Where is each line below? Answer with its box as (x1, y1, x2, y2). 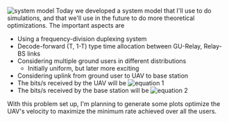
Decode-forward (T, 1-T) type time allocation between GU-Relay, (17, 42, 203, 50)
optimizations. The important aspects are (7, 21, 125, 29)
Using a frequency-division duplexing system (17, 35, 147, 43)
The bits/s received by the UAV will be (17, 79, 127, 87)
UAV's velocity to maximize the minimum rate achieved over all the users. (7, 107, 217, 115)
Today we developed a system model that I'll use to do (56, 7, 212, 15)
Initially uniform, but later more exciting (27, 64, 139, 72)
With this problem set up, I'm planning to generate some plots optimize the (7, 100, 221, 107)
